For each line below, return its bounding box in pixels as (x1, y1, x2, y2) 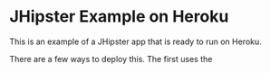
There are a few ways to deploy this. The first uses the (9, 53, 213, 64)
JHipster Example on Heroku (9, 6, 229, 27)
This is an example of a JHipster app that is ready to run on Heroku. (9, 36, 263, 47)
